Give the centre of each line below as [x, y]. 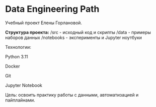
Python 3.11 [17, 56]
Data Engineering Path [52, 9]
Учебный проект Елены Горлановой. [44, 23]
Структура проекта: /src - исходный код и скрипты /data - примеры [78, 32]
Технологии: [18, 47]
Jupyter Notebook [24, 85]
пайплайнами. [20, 100]
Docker [13, 66]
